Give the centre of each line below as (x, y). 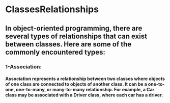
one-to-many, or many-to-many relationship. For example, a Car (85, 90)
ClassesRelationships (52, 9)
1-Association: (24, 66)
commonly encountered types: (55, 52)
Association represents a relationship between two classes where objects (85, 79)
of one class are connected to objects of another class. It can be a (76, 84)
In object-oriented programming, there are (74, 28)
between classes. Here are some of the (68, 44)
